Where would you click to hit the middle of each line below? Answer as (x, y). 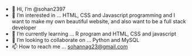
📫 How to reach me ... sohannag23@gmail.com (70, 46)
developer (24, 27)
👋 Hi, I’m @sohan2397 (38, 9)
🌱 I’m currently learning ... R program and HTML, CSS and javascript (94, 34)
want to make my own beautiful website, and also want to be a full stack (99, 21)
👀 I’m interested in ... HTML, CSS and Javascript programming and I (93, 15)
